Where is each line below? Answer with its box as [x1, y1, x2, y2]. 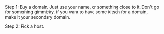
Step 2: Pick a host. [5, 23, 45, 29]
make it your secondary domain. [5, 14, 70, 20]
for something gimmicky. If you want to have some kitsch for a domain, [5, 9, 148, 15]
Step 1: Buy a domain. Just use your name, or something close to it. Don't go [5, 4, 159, 10]
